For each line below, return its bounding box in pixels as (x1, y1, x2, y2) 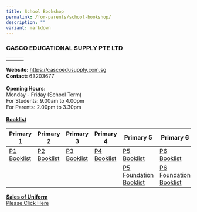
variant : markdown (6, 25, 51, 31)
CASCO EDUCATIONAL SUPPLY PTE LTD (6, 44, 123, 53)
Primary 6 (161, 133, 189, 141)
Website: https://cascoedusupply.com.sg (6, 66, 107, 73)
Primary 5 (124, 133, 152, 141)
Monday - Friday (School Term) (6, 91, 82, 98)
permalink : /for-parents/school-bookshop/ (6, 14, 111, 20)
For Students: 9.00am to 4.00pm (6, 97, 85, 104)
